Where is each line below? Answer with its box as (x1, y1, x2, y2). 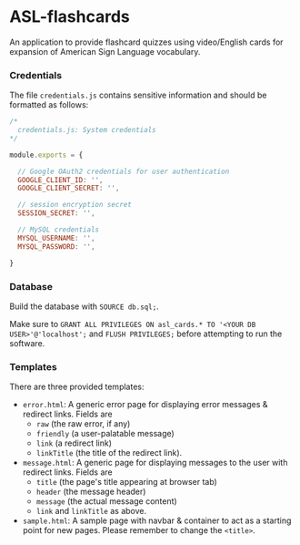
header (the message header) (35, 486, 146, 498)
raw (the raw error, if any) (35, 418, 131, 429)
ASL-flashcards (9, 6, 130, 27)
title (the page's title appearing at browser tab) (35, 477, 218, 488)
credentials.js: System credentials (17, 126, 156, 135)
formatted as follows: (9, 99, 89, 110)
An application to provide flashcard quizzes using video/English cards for (9, 36, 284, 47)
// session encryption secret (17, 201, 132, 210)
